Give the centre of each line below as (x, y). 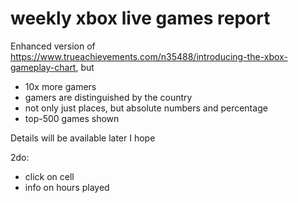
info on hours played (67, 187)
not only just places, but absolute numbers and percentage (146, 108)
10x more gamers (60, 86)
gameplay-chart (43, 67)
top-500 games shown (72, 118)
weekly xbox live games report (140, 18)
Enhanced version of (53, 46)
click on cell (49, 176)
